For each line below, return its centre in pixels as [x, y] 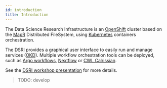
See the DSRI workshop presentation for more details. [61, 70]
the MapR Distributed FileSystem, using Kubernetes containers [71, 34]
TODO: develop [34, 80]
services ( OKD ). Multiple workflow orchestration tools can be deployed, [80, 55]
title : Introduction [27, 15]
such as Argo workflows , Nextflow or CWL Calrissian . [61, 60]
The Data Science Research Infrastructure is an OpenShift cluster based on [83, 29]
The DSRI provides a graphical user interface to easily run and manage [79, 50]
